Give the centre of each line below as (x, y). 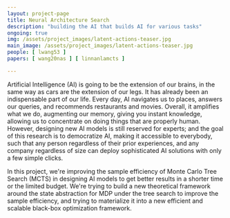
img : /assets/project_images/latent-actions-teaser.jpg (89, 39)
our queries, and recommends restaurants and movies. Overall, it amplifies (113, 106)
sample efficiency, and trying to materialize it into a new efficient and (105, 201)
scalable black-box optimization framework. (70, 208)
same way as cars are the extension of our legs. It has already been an (108, 91)
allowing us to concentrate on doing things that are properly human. (104, 121)
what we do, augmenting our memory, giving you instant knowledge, (105, 113)
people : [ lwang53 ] (37, 53)
